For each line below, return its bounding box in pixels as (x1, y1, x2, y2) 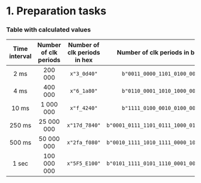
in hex (74, 56, 93, 64)
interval (9, 52, 32, 60)
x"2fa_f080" (66, 139, 101, 146)
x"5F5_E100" (66, 160, 101, 167)
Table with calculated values (6, 26, 91, 34)
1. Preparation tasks (6, 4, 106, 18)
